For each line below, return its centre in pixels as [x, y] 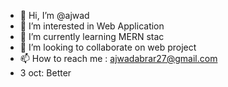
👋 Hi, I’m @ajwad [54, 15]
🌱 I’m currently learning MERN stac [92, 36]
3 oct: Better [45, 73]
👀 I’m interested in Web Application [92, 26]
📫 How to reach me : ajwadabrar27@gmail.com [118, 58]
